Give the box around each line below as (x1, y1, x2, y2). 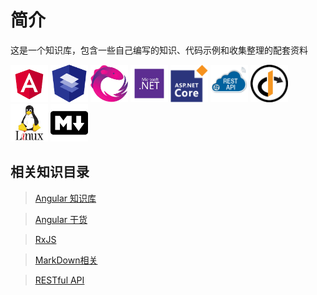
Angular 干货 (34, 213, 88, 225)
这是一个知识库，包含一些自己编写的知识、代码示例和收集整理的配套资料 (10, 44, 308, 56)
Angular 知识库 (34, 192, 97, 204)
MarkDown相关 (34, 254, 98, 266)
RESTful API (34, 274, 85, 286)
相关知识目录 (10, 164, 90, 181)
